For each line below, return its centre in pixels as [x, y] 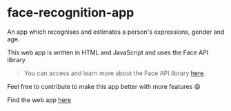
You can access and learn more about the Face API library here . [114, 73]
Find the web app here [39, 100]
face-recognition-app [71, 13]
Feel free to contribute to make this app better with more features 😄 [104, 86]
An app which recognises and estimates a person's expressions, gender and [116, 32]
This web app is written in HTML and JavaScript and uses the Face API [108, 52]
